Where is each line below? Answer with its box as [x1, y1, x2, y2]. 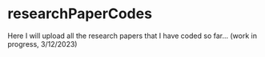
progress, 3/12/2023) [7, 39, 78, 48]
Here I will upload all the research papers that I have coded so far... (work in [7, 31, 258, 40]
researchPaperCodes [7, 5, 153, 23]
